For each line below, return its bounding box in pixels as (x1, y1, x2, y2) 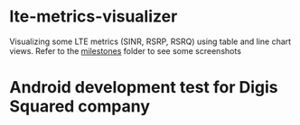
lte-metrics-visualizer (9, 6, 178, 27)
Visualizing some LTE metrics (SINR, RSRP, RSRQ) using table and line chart (9, 36, 292, 47)
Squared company (9, 96, 151, 117)
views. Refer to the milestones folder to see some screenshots (9, 45, 242, 56)
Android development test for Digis (9, 77, 278, 98)
